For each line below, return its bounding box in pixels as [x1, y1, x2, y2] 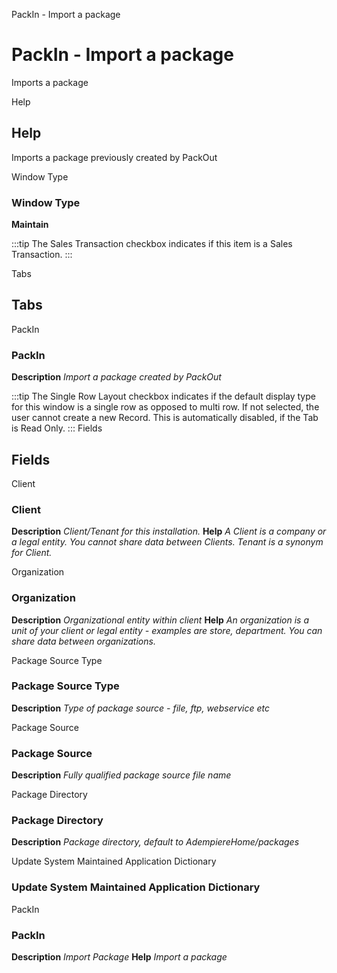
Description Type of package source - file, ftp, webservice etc [11, 702, 270, 714]
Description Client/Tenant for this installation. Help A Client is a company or [11, 525, 327, 538]
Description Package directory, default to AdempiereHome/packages [11, 836, 300, 848]
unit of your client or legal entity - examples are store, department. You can [11, 624, 323, 636]
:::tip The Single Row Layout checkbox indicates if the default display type [11, 390, 316, 403]
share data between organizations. [11, 635, 156, 647]
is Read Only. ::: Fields [11, 422, 103, 434]
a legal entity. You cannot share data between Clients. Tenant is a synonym [11, 536, 324, 548]
